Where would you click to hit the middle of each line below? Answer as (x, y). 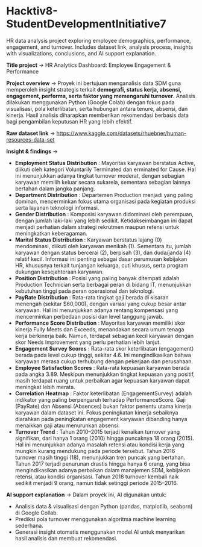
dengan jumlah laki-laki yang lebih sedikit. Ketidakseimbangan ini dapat (104, 220)
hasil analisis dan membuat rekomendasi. (66, 538)
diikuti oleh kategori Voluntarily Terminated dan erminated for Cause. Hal (105, 169)
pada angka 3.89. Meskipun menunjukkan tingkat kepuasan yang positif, (105, 374)
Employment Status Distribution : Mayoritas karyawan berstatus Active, (105, 163)
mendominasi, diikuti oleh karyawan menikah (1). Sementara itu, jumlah (103, 246)
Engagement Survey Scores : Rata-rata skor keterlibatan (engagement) (104, 348)
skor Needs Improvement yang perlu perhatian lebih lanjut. (88, 342)
